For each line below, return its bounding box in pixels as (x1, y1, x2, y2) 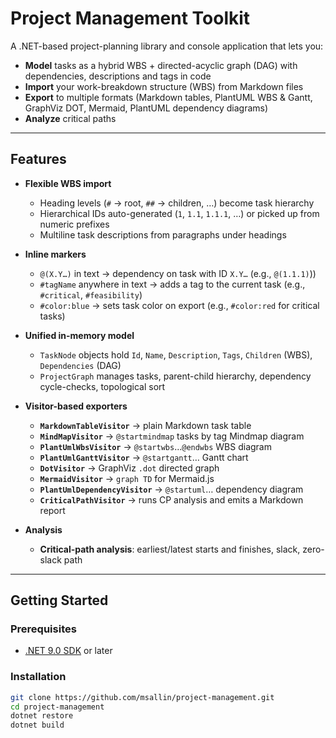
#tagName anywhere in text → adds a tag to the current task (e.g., (39, 278, 306, 290)
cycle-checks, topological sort (39, 380, 166, 392)
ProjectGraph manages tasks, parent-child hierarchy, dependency (39, 370, 312, 382)
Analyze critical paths (24, 112, 117, 124)
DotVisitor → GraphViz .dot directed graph (39, 462, 220, 474)
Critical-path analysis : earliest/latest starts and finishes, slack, (39, 543, 301, 555)
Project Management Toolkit (10, 7, 251, 30)
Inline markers (24, 248, 87, 260)
